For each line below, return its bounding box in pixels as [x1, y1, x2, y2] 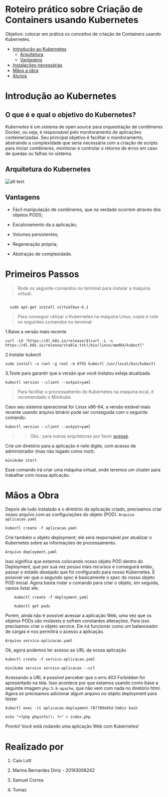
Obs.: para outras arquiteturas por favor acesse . [30, 433, 129, 439]
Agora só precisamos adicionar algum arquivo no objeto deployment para [5, 691, 157, 697]
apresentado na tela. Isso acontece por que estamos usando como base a [5, 680, 158, 686]
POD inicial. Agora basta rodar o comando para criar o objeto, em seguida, [5, 580, 159, 586]
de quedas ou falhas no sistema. [5, 150, 73, 157]
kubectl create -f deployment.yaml [14, 595, 89, 600]
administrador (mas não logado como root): [5, 448, 95, 454]
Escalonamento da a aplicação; [12, 222, 77, 228]
